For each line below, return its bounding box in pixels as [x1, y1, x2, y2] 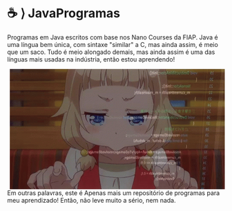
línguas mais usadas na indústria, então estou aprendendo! [7, 55, 175, 63]
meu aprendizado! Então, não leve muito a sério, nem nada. [7, 196, 176, 204]
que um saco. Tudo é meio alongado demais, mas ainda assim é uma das [7, 48, 215, 56]
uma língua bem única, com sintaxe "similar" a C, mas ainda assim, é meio [7, 40, 219, 48]
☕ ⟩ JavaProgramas [7, 6, 121, 21]
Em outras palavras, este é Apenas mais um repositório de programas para [7, 188, 220, 197]
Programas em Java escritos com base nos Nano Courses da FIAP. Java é [7, 33, 219, 42]
